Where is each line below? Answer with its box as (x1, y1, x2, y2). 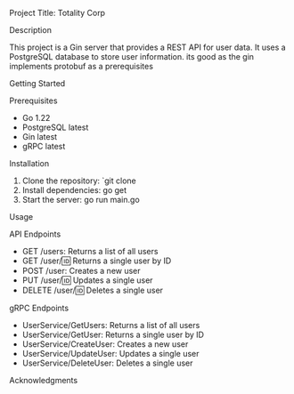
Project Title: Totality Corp (9, 8, 105, 18)
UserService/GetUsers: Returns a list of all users (21, 320, 200, 330)
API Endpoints (9, 229, 61, 239)
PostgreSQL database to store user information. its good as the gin (9, 52, 255, 61)
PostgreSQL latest (21, 122, 89, 133)
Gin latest (21, 132, 58, 141)
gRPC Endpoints (9, 302, 69, 313)
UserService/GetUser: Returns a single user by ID (21, 329, 205, 340)
